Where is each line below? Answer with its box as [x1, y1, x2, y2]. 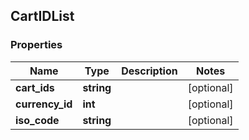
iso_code [15, 113, 60, 127]
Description [121, 64, 178, 78]
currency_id [15, 97, 73, 111]
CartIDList [10, 8, 75, 25]
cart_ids [15, 80, 55, 94]
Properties [10, 38, 63, 52]
